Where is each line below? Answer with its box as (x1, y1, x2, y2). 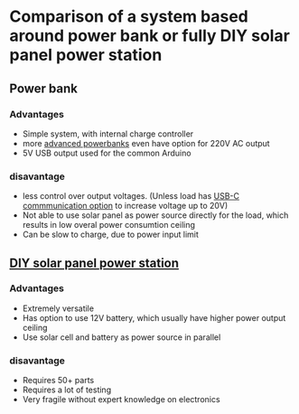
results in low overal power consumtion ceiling (22, 220, 196, 231)
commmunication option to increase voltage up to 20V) (22, 201, 229, 212)
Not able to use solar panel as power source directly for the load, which (22, 210, 289, 221)
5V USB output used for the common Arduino (22, 147, 192, 158)
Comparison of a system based (9, 6, 248, 27)
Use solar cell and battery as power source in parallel (22, 332, 221, 343)
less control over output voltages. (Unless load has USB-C (22, 191, 240, 202)
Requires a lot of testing (22, 384, 111, 395)
